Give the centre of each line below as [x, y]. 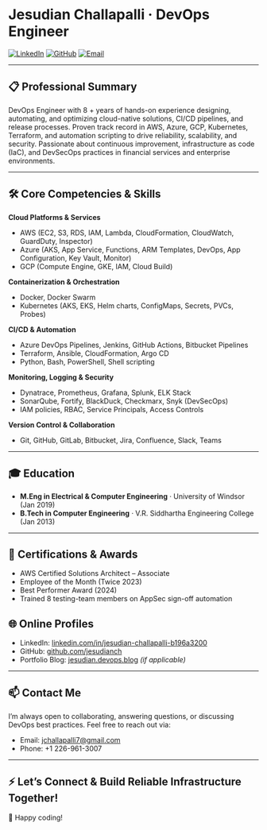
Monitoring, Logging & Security [61, 377]
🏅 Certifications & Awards [73, 554]
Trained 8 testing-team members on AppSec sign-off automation [126, 599]
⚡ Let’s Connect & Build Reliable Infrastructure [125, 782]
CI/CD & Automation [43, 329]
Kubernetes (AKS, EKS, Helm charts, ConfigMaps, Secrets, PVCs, [127, 305]
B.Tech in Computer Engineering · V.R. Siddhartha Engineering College [137, 513]
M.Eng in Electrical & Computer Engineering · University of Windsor [132, 496]
